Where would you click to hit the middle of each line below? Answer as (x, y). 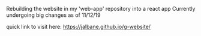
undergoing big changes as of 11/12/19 (53, 15)
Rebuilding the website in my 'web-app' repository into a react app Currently (101, 9)
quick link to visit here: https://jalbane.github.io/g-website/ (79, 27)
